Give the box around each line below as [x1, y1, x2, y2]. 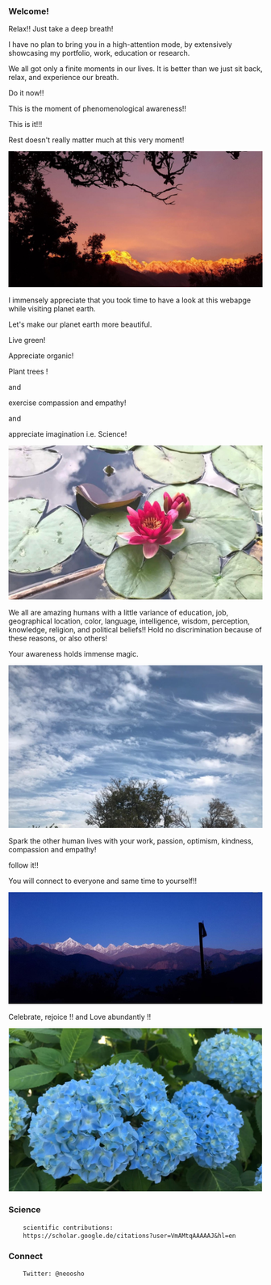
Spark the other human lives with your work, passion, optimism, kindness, [8, 836, 254, 846]
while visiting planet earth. [8, 304, 96, 314]
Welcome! [8, 6, 50, 17]
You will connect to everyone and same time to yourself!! [8, 876, 198, 886]
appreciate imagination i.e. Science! [8, 429, 127, 439]
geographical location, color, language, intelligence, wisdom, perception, [8, 616, 250, 626]
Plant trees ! [8, 366, 48, 377]
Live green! [8, 336, 46, 345]
